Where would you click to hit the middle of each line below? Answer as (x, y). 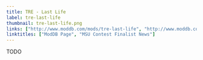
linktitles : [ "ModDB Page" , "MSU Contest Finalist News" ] (81, 35)
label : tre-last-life (34, 18)
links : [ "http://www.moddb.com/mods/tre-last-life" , (74, 29)
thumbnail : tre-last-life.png (44, 23)
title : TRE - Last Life (36, 12)
